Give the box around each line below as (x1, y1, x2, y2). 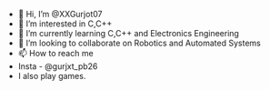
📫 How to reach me (17, 48, 94, 58)
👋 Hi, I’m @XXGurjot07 (17, 9, 103, 19)
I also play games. (17, 71, 86, 81)
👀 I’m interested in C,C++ (17, 18, 113, 29)
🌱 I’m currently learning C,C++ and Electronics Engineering (17, 28, 239, 38)
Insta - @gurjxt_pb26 (17, 61, 98, 72)
